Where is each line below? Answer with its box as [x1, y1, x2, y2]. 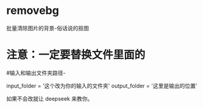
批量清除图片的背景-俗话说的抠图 [6, 24, 90, 32]
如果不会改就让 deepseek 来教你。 [6, 95, 93, 102]
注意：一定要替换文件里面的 [6, 48, 146, 62]
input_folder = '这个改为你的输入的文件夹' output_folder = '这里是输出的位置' [6, 82, 198, 89]
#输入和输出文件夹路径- [6, 69, 66, 76]
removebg [6, 4, 59, 18]
